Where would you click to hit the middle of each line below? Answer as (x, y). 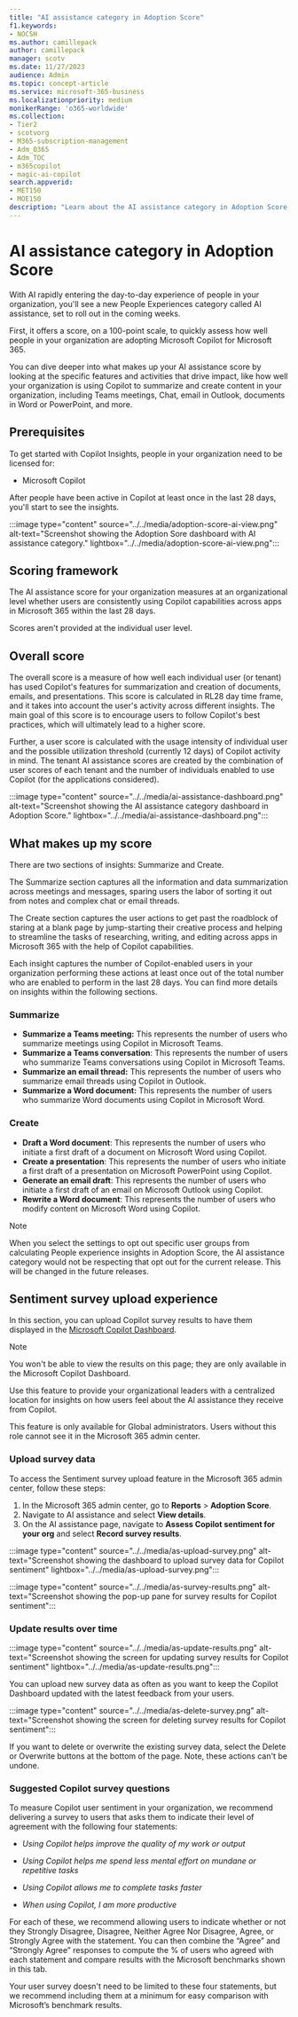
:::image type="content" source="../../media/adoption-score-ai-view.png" (143, 524)
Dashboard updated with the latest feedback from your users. (122, 1693)
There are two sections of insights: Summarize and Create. (117, 864)
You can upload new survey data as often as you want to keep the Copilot (144, 1683)
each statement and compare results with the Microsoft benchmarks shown (147, 1960)
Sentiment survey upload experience (114, 1299)
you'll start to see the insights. (64, 507)
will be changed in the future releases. (79, 1271)
